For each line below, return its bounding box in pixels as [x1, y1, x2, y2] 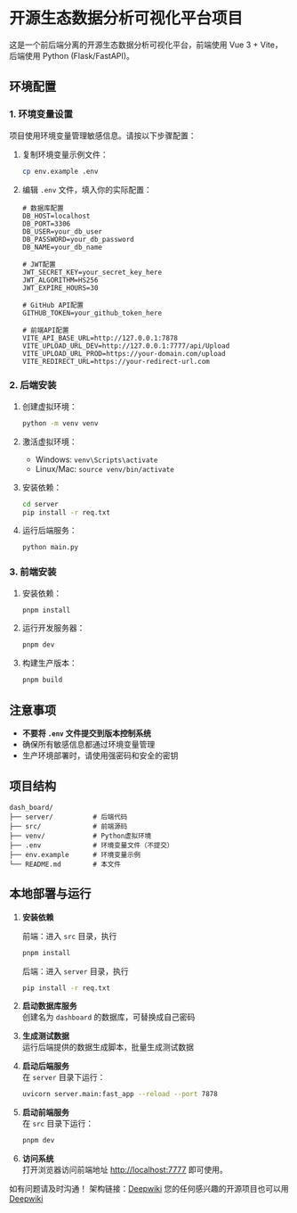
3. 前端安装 [9, 565, 57, 578]
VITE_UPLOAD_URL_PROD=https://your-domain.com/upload [21, 349, 226, 358]
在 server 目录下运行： [21, 1072, 106, 1083]
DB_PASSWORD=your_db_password [21, 235, 135, 243]
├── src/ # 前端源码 [9, 821, 128, 830]
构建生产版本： [21, 657, 77, 669]
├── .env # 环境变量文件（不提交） [9, 840, 174, 850]
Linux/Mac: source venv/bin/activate [35, 463, 175, 474]
